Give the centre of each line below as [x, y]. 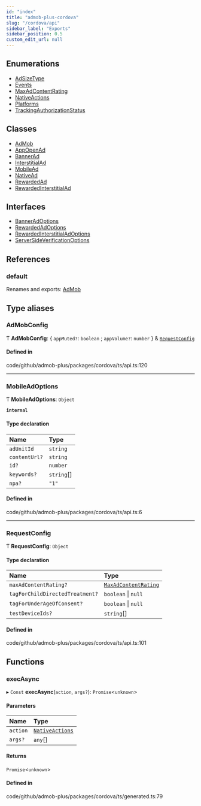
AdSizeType [30, 78]
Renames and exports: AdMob [44, 289]
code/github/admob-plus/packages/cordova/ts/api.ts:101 [76, 643]
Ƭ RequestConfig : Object [37, 547]
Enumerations [33, 64]
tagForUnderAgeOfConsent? [46, 604]
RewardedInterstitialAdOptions [53, 234]
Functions [25, 662]
